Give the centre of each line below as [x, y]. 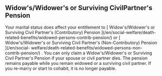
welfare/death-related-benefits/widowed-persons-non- [87, 47]
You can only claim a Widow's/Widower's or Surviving [98, 53]
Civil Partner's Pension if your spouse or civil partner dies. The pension [76, 58]
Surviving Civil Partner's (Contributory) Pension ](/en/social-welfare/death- [81, 32]
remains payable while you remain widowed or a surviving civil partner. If [78, 63]
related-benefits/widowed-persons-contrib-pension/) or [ [63, 37]
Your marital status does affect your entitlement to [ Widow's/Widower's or [80, 27]
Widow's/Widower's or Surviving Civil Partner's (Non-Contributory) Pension [81, 43]
